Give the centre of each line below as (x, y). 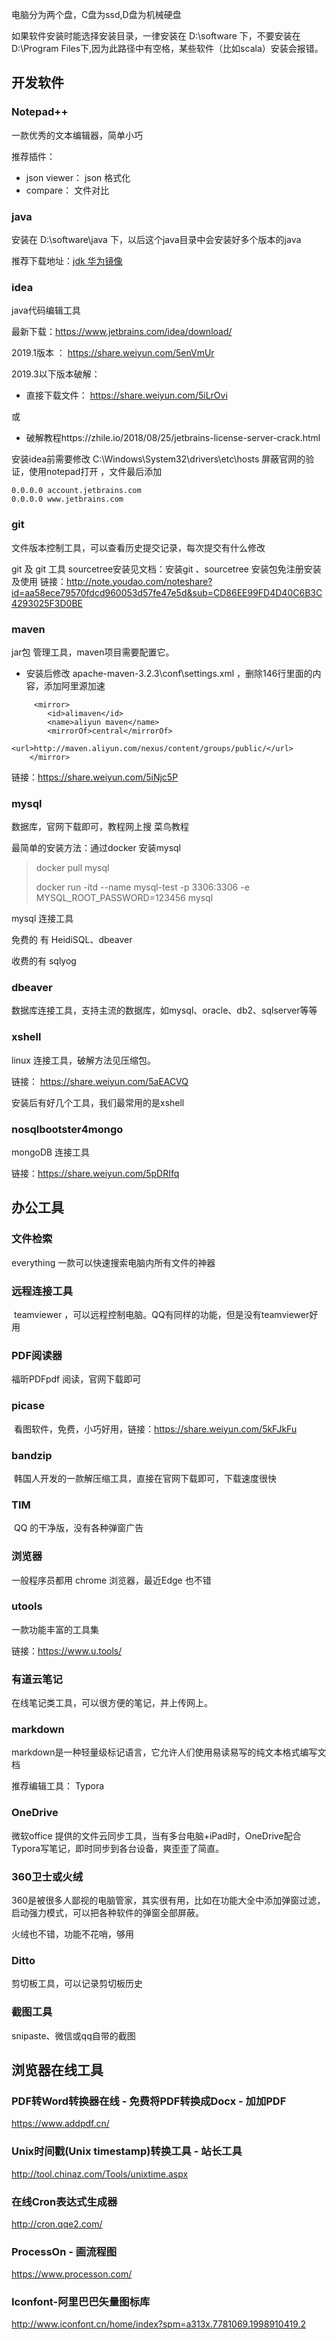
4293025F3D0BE (47, 603)
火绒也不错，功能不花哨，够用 (72, 1934)
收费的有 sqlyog (44, 961)
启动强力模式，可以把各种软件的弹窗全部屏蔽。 (107, 1913)
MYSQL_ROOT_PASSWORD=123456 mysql (124, 898)
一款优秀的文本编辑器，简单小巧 (77, 135)
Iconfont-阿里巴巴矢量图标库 (81, 2302)
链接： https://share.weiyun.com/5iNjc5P (95, 777)
